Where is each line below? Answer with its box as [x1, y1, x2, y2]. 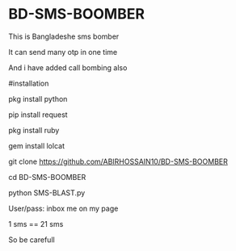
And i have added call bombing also [8, 62, 128, 73]
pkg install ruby [8, 125, 60, 135]
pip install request [8, 110, 68, 119]
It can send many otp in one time [8, 47, 118, 56]
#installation [8, 78, 49, 88]
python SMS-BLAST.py [8, 187, 86, 198]
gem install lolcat [8, 140, 65, 150]
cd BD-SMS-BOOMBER [8, 172, 86, 182]
